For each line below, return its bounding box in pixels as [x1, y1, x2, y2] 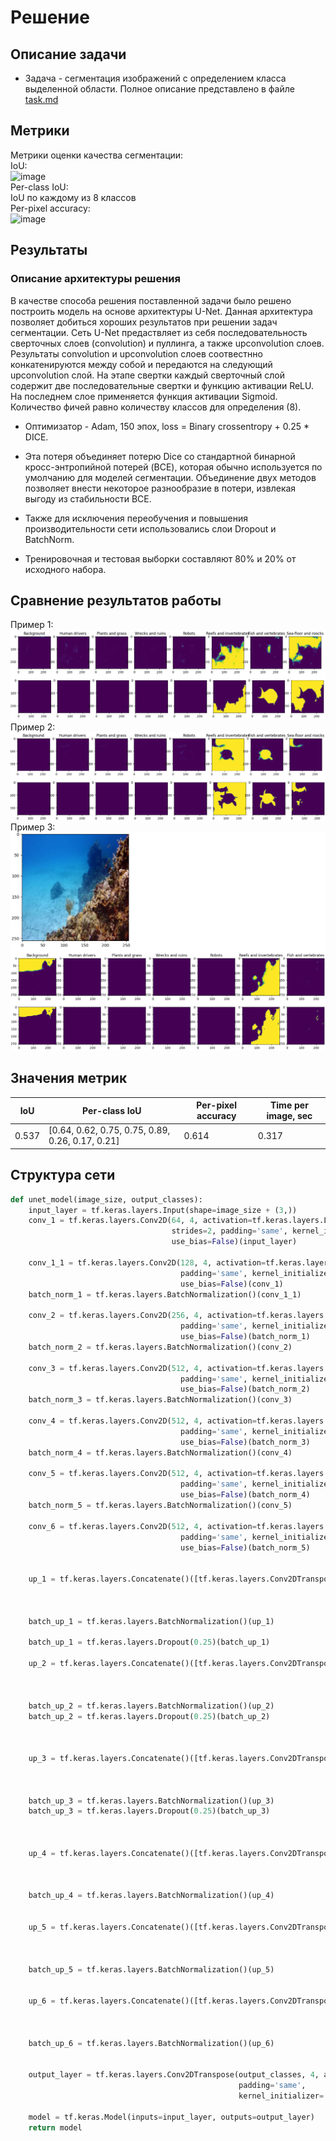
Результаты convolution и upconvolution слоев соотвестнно [10, 347, 263, 360]
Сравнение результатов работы [10, 592, 222, 609]
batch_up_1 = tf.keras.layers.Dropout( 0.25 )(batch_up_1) [28, 1637, 271, 1648]
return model [28, 2122, 83, 2133]
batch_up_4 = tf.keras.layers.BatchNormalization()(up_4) [28, 1891, 275, 1901]
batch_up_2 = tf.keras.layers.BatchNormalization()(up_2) [28, 1701, 275, 1711]
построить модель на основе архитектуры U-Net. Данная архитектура [10, 305, 313, 317]
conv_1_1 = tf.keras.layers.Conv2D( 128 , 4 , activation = [28, 1257, 267, 1268]
